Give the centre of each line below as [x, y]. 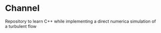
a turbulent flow [21, 26]
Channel [22, 8]
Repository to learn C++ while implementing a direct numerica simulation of [80, 21]
